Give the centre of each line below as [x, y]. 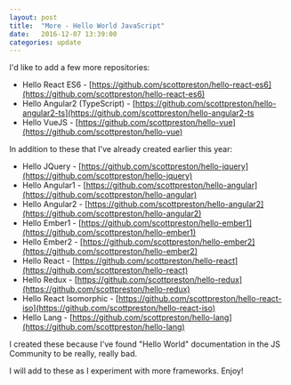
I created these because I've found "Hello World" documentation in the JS [145, 344]
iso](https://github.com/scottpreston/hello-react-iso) [119, 309]
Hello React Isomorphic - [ [70, 299]
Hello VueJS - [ [50, 123]
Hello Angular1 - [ [54, 185]
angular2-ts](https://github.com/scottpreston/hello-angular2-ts [138, 113]
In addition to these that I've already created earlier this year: [121, 149]
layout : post [33, 17]
